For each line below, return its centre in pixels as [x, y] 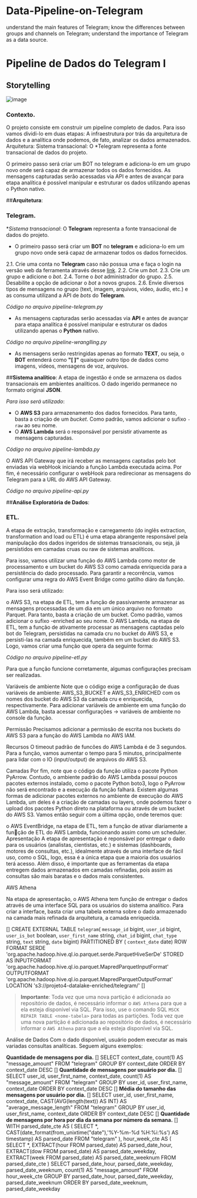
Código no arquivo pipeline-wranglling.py [56, 342]
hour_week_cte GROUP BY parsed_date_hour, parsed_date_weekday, [90, 1176]
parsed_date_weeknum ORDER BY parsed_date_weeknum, [77, 1182]
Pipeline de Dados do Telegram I [86, 64]
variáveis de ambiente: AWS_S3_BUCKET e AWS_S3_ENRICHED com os [93, 692]
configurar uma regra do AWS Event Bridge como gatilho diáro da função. [96, 579]
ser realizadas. [24, 675]
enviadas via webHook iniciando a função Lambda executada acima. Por [94, 467]
